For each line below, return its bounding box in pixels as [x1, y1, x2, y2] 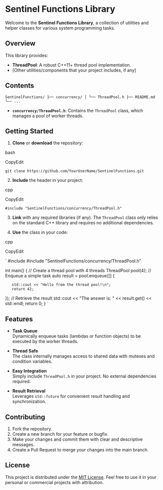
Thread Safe [12, 348, 38, 354]
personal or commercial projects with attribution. [5, 479, 104, 485]
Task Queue [12, 328, 38, 334]
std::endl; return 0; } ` [5, 301, 49, 307]
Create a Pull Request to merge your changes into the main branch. [12, 447, 149, 453]
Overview [5, 39, 36, 48]
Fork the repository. [12, 426, 53, 432]
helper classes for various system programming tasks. [5, 25, 116, 31]
